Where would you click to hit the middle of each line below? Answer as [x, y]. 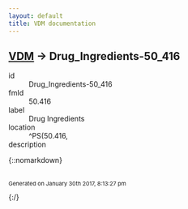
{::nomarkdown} [36, 160]
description [28, 145]
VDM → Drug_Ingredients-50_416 [94, 56]
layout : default [36, 16]
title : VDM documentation [52, 23]
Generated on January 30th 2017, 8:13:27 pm [68, 184]
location [22, 127]
